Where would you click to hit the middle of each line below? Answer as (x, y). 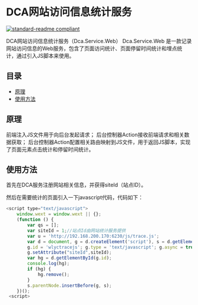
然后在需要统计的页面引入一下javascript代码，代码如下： (75, 198)
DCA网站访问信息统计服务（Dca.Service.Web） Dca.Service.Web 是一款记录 (99, 41)
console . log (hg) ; (48, 264)
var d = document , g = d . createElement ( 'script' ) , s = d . (100, 242)
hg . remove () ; (53, 274)
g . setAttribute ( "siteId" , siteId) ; (70, 252)
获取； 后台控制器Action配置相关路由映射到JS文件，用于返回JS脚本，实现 (101, 142)
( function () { (35, 220)
